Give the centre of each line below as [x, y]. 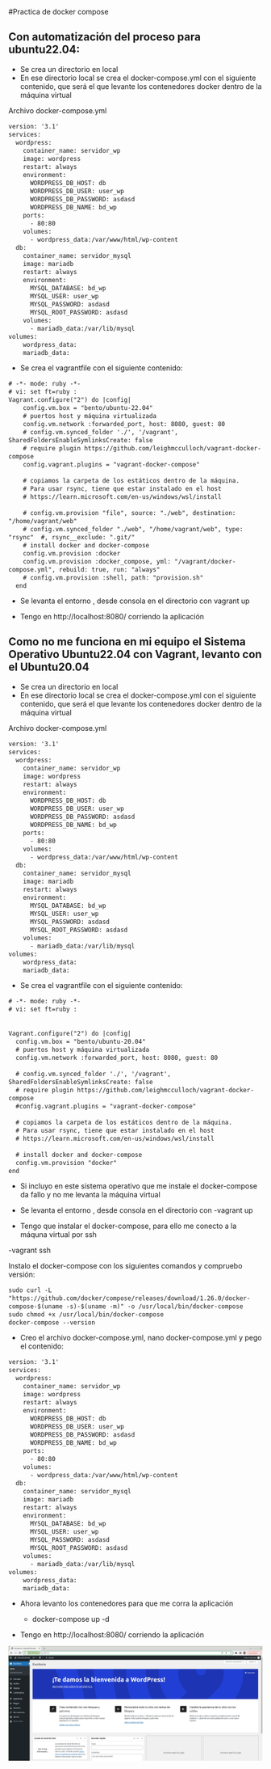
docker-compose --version [52, 1322]
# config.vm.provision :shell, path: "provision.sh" [113, 577]
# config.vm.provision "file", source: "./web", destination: [129, 513]
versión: [22, 1274]
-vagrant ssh [29, 1250]
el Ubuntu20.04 [49, 667]
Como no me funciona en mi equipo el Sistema [127, 642]
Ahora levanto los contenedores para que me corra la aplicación [127, 1603]
